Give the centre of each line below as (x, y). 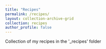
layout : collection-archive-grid (39, 18)
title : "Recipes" (23, 9)
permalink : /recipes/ (27, 14)
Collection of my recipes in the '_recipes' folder (53, 41)
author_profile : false (28, 28)
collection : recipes (26, 23)
